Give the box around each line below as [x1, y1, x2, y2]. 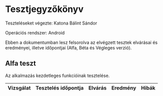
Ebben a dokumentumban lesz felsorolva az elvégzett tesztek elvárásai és [5, 39, 158, 45]
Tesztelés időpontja [35, 84, 84, 91]
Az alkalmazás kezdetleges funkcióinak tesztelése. [5, 72, 110, 78]
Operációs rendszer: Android [5, 29, 65, 35]
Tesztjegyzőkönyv [5, 3, 84, 15]
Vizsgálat [7, 84, 31, 91]
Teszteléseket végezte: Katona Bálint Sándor [5, 20, 97, 26]
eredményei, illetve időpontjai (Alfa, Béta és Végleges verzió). [5, 44, 132, 50]
